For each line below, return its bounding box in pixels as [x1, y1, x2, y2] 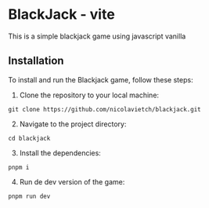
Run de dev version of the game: [19, 177, 125, 186]
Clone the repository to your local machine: [19, 90, 159, 100]
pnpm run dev [8, 192, 51, 200]
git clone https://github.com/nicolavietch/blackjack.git [8, 105, 201, 113]
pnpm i [8, 163, 30, 171]
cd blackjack [8, 134, 51, 142]
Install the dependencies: [19, 148, 102, 158]
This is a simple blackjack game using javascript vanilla [8, 31, 186, 41]
